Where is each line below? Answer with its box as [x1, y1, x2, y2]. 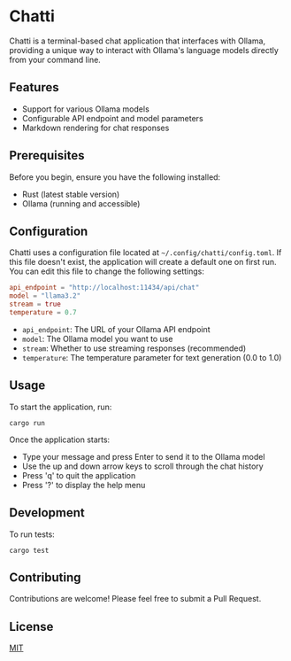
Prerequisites [9, 148, 85, 163]
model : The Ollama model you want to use [21, 333, 174, 344]
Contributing [9, 570, 81, 585]
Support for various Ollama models [21, 104, 150, 114]
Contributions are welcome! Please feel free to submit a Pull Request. [9, 594, 262, 604]
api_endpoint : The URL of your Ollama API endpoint [21, 323, 211, 334]
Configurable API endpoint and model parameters [21, 113, 203, 123]
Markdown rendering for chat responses [21, 122, 170, 133]
